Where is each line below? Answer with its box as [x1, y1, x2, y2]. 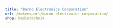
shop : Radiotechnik [5, 16, 45, 20]
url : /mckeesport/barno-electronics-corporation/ [5, 11, 109, 16]
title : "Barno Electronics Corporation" [5, 7, 89, 12]
